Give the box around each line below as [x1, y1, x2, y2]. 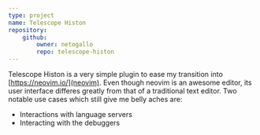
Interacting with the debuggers [19, 119, 121, 127]
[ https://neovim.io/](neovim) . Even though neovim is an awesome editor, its [8, 78, 252, 87]
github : [22, 33, 47, 42]
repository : [8, 26, 47, 34]
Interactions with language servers [19, 110, 132, 119]
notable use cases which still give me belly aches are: [8, 95, 183, 104]
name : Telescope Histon [8, 19, 87, 27]
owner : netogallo [36, 41, 93, 49]
